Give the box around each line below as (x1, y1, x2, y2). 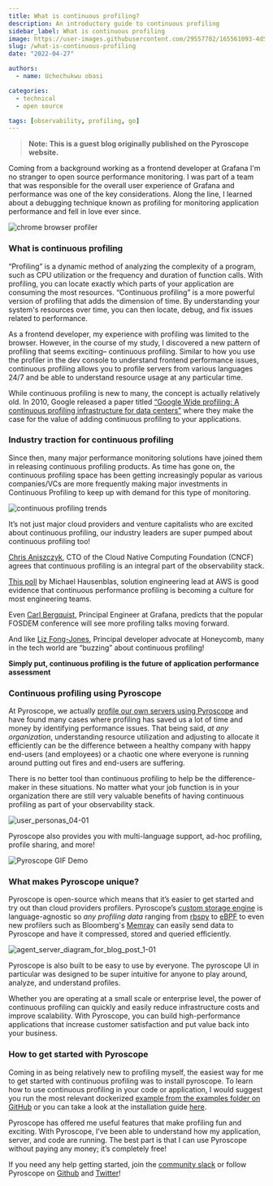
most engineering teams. (8, 594, 92, 604)
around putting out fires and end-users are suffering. (8, 758, 185, 768)
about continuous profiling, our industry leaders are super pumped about (8, 527, 253, 538)
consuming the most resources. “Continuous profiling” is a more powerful (8, 287, 255, 297)
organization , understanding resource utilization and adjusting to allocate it (8, 732, 260, 742)
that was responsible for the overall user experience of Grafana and (8, 181, 235, 191)
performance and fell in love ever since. (8, 207, 141, 217)
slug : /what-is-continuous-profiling (8, 42, 136, 51)
